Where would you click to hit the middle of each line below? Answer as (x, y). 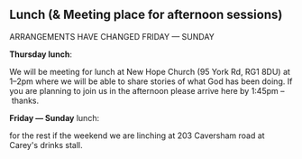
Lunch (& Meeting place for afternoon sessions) (146, 15)
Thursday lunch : (41, 54)
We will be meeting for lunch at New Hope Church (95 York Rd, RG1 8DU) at (150, 71)
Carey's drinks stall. (46, 145)
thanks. (25, 100)
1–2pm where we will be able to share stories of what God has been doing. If (151, 81)
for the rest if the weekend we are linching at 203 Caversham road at (137, 136)
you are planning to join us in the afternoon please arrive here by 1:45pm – (147, 90)
